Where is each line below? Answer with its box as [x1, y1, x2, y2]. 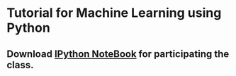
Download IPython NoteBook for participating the [6, 48, 230, 60]
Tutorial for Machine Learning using [6, 5, 222, 21]
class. [6, 58, 34, 71]
